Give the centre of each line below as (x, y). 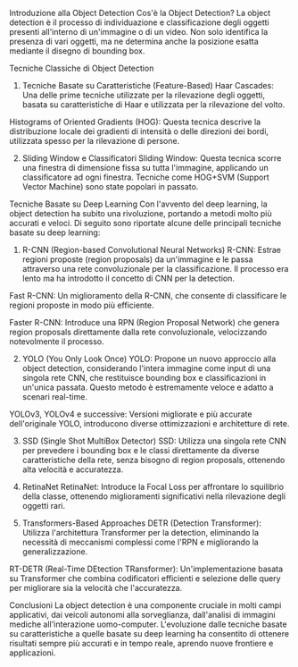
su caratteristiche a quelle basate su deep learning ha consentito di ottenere (149, 633)
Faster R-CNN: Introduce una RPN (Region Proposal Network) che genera (145, 322)
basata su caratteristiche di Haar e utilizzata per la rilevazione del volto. (153, 105)
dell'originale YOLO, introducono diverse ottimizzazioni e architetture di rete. (149, 423)
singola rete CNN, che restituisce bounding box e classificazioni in (144, 378)
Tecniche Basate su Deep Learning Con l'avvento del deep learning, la (138, 204)
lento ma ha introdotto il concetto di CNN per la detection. (128, 278)
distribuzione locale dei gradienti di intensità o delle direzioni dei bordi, (139, 131)
